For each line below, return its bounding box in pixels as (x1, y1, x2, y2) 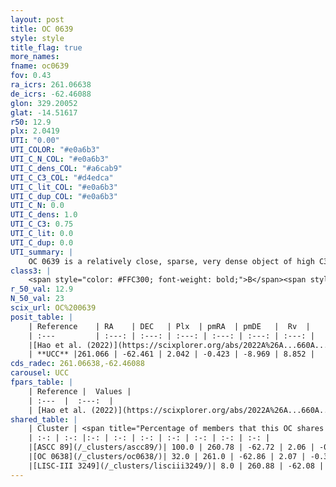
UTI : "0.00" (10, 136, 60, 146)
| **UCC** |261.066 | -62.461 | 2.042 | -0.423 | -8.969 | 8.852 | (28, 349, 315, 360)
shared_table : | (10, 414, 78, 425)
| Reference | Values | (28, 386, 132, 396)
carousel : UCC (10, 368, 70, 378)
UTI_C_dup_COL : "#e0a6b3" (10, 191, 118, 201)
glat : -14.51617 (10, 107, 78, 118)
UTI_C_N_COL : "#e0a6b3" (10, 154, 110, 164)
